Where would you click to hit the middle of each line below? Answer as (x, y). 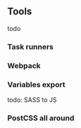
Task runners (31, 46)
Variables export (36, 84)
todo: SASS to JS (32, 100)
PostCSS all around (41, 117)
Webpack (24, 65)
